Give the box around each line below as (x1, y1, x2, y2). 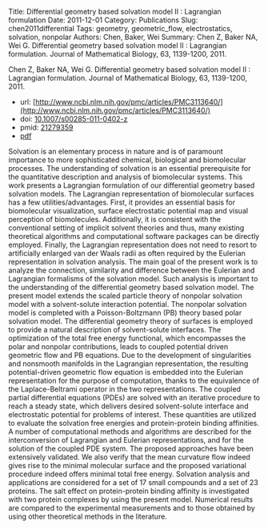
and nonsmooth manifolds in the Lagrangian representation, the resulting (8, 359, 249, 368)
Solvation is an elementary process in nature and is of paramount (8, 147, 224, 156)
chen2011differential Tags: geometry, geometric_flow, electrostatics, (8, 24, 233, 33)
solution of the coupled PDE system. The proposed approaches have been (8, 443, 254, 453)
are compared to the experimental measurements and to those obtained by (8, 503, 256, 512)
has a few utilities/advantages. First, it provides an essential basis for (8, 197, 236, 207)
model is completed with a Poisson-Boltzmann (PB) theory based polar (8, 308, 242, 317)
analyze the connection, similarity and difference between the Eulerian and (8, 265, 255, 275)
